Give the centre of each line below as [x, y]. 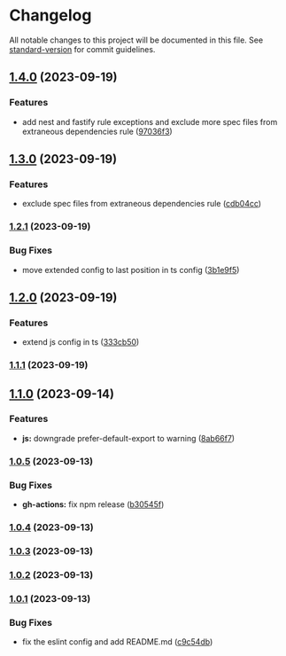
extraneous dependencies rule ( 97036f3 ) [97, 131]
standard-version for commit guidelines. [82, 49]
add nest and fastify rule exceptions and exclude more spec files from [150, 121]
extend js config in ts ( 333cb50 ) [81, 342]
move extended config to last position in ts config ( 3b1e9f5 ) [131, 269]
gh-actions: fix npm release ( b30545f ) [93, 504]
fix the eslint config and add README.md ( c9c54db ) [117, 642]
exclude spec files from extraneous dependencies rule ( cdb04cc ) [142, 204]
